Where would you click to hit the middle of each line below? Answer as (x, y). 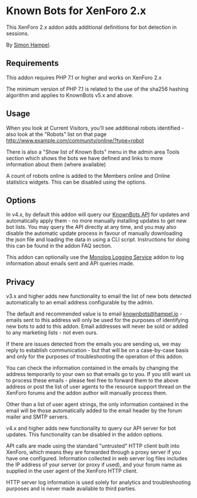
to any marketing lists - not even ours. (52, 333)
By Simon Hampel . (29, 45)
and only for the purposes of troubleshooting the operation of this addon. (95, 357)
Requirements (32, 63)
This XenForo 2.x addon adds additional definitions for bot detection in (91, 27)
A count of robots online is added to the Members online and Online (88, 175)
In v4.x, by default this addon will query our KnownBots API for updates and (98, 215)
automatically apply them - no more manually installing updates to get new (96, 221)
